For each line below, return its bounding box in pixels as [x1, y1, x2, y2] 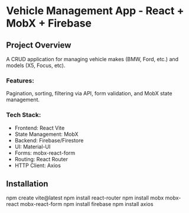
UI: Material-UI [14, 143, 51, 150]
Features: [6, 76, 34, 85]
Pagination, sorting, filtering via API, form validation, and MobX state [6, 90, 172, 97]
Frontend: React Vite [14, 124, 65, 131]
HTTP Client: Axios [14, 162, 61, 169]
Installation [6, 178, 48, 189]
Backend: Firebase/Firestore [14, 137, 84, 144]
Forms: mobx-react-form [14, 149, 76, 157]
